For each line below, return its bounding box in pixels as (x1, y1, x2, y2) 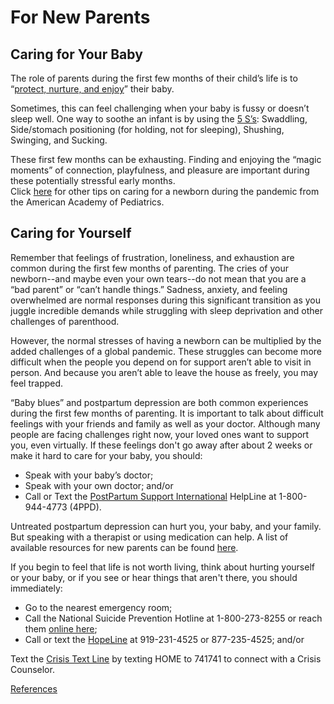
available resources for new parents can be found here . (10, 541, 239, 553)
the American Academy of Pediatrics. (10, 196, 165, 208)
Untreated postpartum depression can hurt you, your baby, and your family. (10, 520, 322, 532)
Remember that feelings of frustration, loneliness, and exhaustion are (10, 251, 295, 263)
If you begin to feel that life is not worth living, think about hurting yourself (10, 561, 315, 573)
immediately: (10, 582, 63, 594)
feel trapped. (10, 377, 64, 389)
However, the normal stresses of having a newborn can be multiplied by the (10, 334, 322, 346)
